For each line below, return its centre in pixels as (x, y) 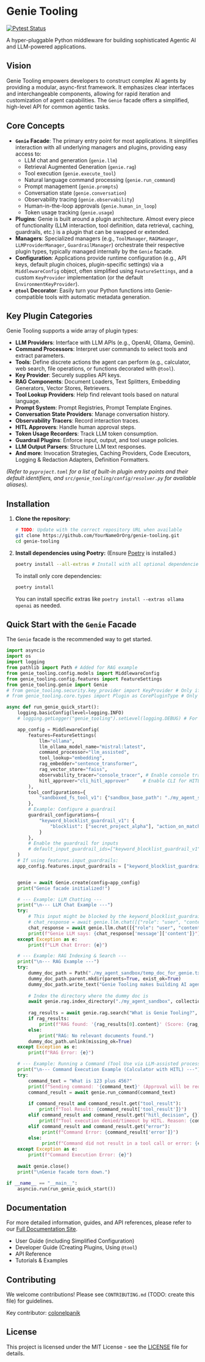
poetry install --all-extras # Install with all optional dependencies (108, 564)
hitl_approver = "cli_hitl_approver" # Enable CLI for (113, 781)
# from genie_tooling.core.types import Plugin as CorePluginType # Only (102, 696)
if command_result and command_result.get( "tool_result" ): (105, 1104)
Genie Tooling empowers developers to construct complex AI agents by (96, 80)
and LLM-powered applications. (46, 47)
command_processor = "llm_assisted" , (84, 752)
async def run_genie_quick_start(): (53, 707)
